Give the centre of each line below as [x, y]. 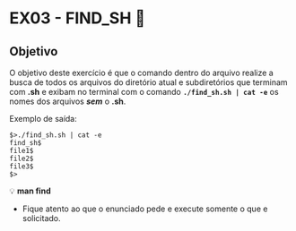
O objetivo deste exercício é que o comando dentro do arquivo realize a [141, 73]
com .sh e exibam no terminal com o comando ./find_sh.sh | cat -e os [144, 92]
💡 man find [30, 191]
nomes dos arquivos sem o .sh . [68, 101]
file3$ [22, 167]
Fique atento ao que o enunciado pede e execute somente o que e [145, 209]
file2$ [22, 158]
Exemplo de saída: [44, 119]
